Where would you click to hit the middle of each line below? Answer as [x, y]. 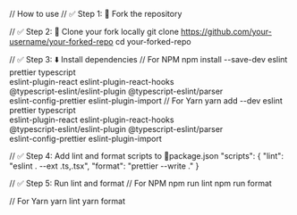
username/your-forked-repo [61, 41]
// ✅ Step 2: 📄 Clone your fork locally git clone [94, 32]
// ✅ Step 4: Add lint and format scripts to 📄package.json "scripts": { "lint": [147, 156]
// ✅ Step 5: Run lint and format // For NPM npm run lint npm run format [141, 183]
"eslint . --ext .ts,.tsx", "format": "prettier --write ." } [104, 166]
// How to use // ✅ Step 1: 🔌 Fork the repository [96, 14]
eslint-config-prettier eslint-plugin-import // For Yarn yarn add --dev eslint [146, 101]
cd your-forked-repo [153, 41]
